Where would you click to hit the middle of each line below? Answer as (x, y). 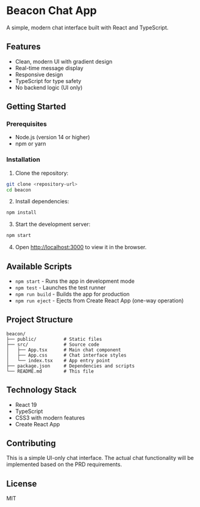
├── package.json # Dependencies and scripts (71, 366)
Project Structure (40, 320)
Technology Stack (41, 390)
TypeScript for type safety (48, 81)
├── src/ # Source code (53, 345)
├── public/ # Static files (54, 339)
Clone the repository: (42, 173)
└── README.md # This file (50, 371)
